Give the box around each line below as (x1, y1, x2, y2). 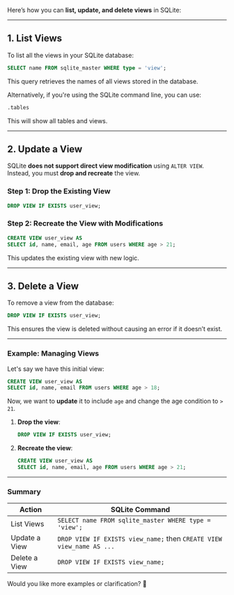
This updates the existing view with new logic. (7, 253, 139, 262)
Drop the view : (17, 418, 61, 427)
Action (19, 505, 42, 514)
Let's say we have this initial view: (7, 365, 104, 373)
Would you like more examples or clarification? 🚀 (7, 580, 148, 588)
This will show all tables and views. (7, 116, 108, 125)
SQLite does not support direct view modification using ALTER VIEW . (7, 161, 204, 170)
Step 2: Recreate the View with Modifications (7, 219, 164, 228)
